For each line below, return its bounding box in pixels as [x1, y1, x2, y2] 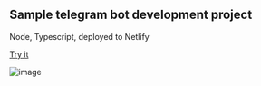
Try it [9, 49, 29, 60]
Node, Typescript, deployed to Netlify [9, 31, 150, 42]
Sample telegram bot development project [9, 7, 253, 23]
